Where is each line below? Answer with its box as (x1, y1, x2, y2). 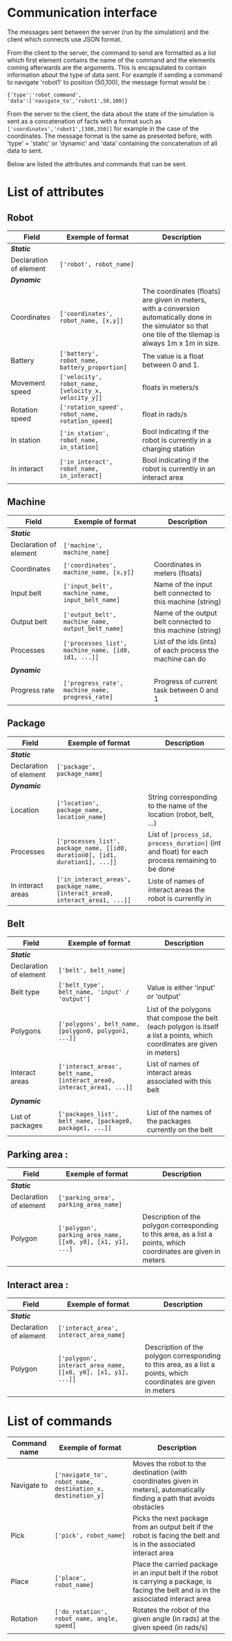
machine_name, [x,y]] (63, 568, 135, 576)
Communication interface (7, 5, 157, 21)
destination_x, (54, 1484, 105, 1493)
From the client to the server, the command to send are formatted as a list (7, 49, 216, 57)
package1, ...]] (58, 1124, 112, 1132)
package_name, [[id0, (56, 844, 128, 852)
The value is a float (142, 351, 204, 361)
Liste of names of (148, 876, 205, 886)
